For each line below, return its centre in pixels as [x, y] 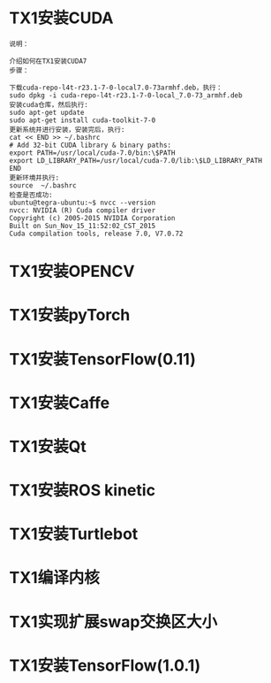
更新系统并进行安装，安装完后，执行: [67, 129]
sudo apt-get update [47, 112]
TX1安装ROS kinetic [83, 491]
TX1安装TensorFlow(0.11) [102, 359]
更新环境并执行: [34, 178]
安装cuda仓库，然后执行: [49, 104]
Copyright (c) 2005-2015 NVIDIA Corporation [92, 218]
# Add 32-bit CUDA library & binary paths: [90, 145]
